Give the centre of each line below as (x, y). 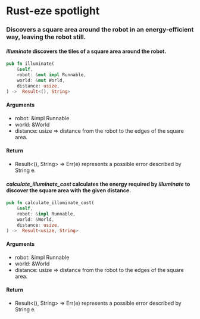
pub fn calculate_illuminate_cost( (50, 203)
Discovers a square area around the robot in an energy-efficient (100, 30)
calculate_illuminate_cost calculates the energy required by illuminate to (98, 184)
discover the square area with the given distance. (69, 190)
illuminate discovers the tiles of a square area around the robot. (86, 51)
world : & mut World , (41, 80)
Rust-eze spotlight (53, 11)
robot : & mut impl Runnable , (51, 75)
